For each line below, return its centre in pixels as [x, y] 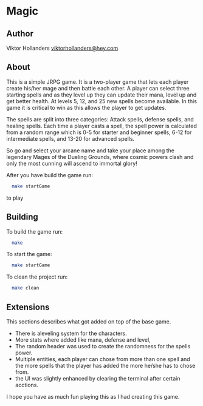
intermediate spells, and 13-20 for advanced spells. [71, 138]
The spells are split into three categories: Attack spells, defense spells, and [100, 119]
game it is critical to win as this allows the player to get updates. [86, 107]
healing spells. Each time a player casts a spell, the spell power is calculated [102, 126]
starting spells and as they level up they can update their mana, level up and [101, 95]
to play [15, 198]
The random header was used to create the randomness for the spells [103, 346]
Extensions [28, 307]
